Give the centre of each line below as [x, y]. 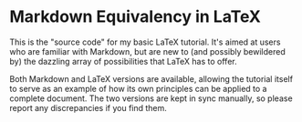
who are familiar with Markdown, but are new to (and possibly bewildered [147, 51]
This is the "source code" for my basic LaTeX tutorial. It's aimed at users [145, 42]
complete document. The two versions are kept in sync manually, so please [151, 98]
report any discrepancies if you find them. [88, 107]
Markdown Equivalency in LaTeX [135, 17]
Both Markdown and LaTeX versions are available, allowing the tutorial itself [151, 78]
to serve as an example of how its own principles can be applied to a [138, 88]
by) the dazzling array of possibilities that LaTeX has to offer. [123, 61]
